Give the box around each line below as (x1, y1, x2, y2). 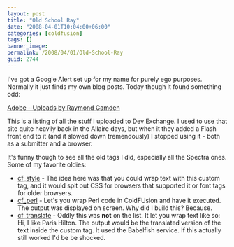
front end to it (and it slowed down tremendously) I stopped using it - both (7, 132, 221, 140)
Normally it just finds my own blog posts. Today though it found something (7, 82, 222, 91)
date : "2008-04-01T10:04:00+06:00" (7, 23, 111, 30)
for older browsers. (17, 188, 73, 197)
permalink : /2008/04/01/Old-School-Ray (7, 50, 124, 57)
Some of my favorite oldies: (7, 160, 87, 169)
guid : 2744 (7, 56, 39, 63)
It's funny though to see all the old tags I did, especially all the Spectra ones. (7, 153, 227, 161)
